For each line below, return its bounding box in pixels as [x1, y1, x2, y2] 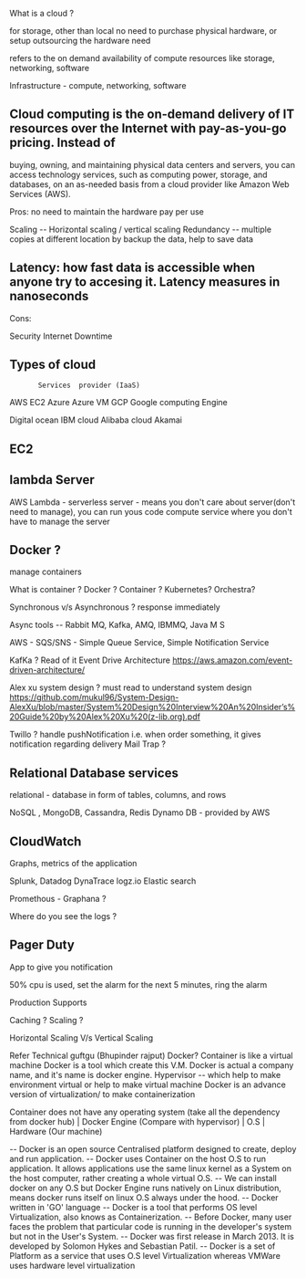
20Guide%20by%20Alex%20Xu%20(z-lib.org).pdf [9, 711, 200, 722]
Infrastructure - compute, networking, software [9, 80, 187, 90]
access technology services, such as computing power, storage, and [9, 169, 268, 180]
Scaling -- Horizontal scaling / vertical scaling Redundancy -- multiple [9, 224, 271, 235]
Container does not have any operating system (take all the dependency [9, 1106, 280, 1117]
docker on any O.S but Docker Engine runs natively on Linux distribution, [9, 1182, 282, 1193]
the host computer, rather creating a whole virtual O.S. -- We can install [9, 1172, 278, 1183]
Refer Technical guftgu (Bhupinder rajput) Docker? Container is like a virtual [9, 1050, 293, 1061]
